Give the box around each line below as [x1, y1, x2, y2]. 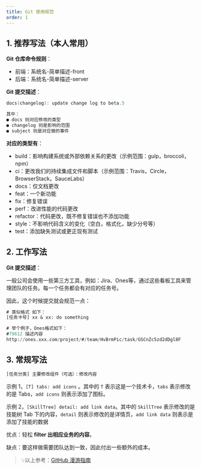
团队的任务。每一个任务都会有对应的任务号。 [11, 284, 122, 292]
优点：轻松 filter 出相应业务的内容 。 [6, 431, 95, 438]
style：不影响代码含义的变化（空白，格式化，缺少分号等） [14, 220, 159, 227]
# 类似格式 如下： [6, 309, 46, 315]
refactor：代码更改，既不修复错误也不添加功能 [14, 212, 130, 219]
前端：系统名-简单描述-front [14, 68, 85, 75]
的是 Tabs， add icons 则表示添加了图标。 [6, 390, 109, 397]
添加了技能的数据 [6, 418, 49, 425]
